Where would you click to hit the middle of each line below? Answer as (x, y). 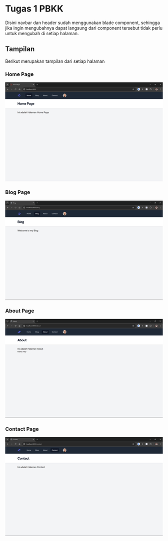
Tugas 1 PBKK (34, 9)
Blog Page (18, 192)
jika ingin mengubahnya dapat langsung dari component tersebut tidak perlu (84, 28)
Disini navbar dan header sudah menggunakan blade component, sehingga (82, 23)
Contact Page (22, 429)
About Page (20, 311)
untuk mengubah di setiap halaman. (42, 33)
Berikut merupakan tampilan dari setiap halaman (55, 61)
